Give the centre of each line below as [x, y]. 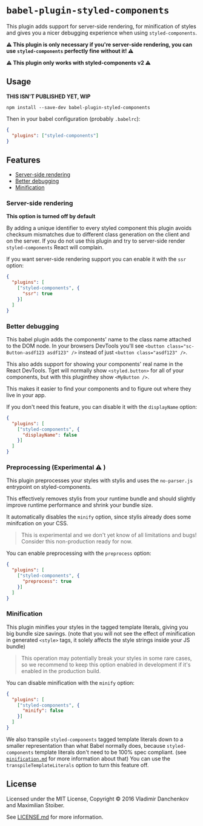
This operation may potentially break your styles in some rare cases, [106, 658]
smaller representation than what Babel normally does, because [86, 745]
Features [23, 160]
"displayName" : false [50, 435]
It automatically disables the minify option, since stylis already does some [99, 517]
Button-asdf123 [25, 353]
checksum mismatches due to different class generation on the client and [98, 235]
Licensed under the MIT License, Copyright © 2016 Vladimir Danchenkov [98, 799]
